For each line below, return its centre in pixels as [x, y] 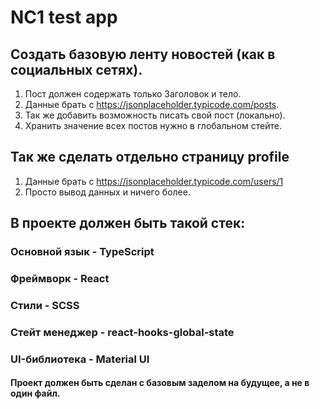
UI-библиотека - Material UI [80, 359]
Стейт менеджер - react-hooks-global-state [122, 332]
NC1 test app [64, 17]
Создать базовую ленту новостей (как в [143, 54]
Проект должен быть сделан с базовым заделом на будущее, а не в [160, 383]
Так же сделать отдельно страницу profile [150, 157]
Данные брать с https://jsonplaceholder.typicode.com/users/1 [154, 181]
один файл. [35, 393]
